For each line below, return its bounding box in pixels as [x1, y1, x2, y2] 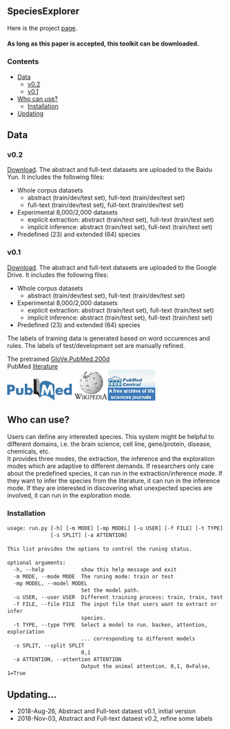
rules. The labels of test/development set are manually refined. [7, 341, 185, 349]
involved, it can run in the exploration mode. [7, 491, 132, 499]
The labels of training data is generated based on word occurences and [7, 334, 210, 342]
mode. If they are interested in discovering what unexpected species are [7, 483, 213, 492]
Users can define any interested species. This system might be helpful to [7, 432, 215, 440]
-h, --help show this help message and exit [13, 566, 177, 574]
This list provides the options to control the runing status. [7, 545, 193, 553]
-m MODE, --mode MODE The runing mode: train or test [13, 573, 174, 581]
